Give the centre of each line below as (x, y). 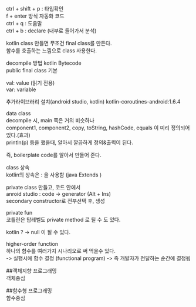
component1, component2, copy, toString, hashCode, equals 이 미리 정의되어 (98, 128)
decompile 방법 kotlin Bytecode (44, 63)
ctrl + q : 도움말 (24, 23)
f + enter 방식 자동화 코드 (35, 16)
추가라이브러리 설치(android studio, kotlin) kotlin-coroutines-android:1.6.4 (93, 101)
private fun (19, 213)
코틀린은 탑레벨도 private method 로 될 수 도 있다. (63, 220)
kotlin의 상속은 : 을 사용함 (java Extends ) (54, 175)
